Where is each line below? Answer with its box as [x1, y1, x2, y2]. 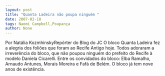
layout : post [5, 7, 32, 12]
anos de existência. [5, 66, 45, 72]
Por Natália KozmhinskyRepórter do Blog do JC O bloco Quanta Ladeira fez [5, 39, 160, 45]
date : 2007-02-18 [5, 16, 41, 21]
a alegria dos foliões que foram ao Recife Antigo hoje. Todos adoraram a [5, 45, 154, 51]
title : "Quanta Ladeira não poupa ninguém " [5, 12, 99, 17]
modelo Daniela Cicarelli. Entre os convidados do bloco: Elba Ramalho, [5, 55, 151, 61]
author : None [5, 26, 32, 31]
